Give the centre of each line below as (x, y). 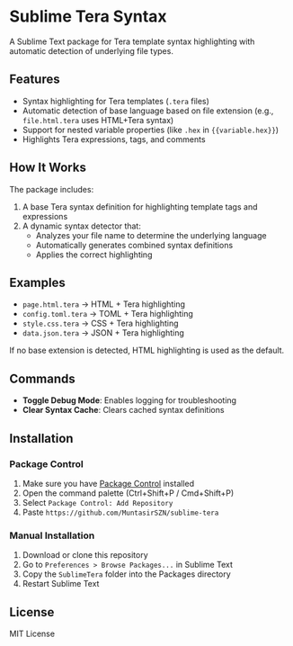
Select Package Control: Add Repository (98, 502)
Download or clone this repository (85, 555)
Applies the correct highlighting (94, 255)
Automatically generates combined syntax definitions (134, 245)
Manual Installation (52, 535)
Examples (37, 282)
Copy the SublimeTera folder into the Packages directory (126, 574)
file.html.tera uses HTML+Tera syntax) (98, 120)
